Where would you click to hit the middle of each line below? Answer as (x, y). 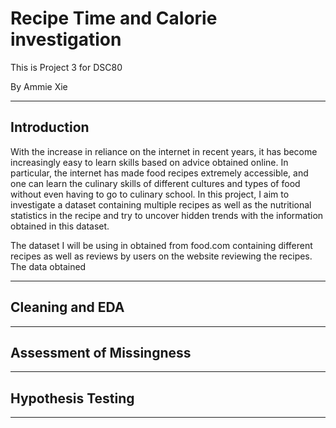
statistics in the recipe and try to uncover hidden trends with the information (167, 215)
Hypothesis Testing (72, 398)
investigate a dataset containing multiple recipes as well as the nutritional (161, 204)
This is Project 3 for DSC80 (66, 67)
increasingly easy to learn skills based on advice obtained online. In (149, 162)
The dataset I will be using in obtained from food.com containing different (161, 245)
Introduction (50, 127)
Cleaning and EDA (67, 307)
